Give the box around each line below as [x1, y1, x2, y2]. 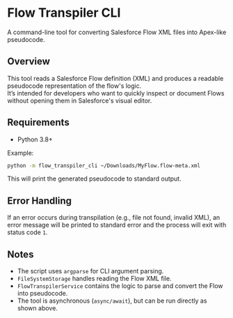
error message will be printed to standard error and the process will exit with [7, 221, 227, 229]
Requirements [7, 116, 70, 128]
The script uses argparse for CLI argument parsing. [17, 267, 164, 275]
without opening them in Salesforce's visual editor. [7, 96, 152, 105]
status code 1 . [7, 228, 48, 236]
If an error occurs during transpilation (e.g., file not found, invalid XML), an [7, 213, 220, 222]
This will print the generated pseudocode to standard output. [7, 174, 182, 183]
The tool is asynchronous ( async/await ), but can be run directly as [17, 296, 207, 305]
